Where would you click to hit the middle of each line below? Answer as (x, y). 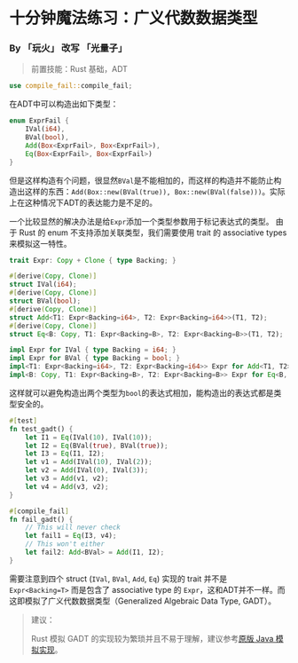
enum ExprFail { (39, 121)
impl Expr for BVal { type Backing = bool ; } (94, 359)
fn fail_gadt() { (41, 519)
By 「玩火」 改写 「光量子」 (68, 48)
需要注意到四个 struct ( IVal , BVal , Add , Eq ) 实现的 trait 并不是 (118, 579)
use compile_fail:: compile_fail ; (71, 86)
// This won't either (65, 544)
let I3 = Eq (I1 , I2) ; (65, 454)
